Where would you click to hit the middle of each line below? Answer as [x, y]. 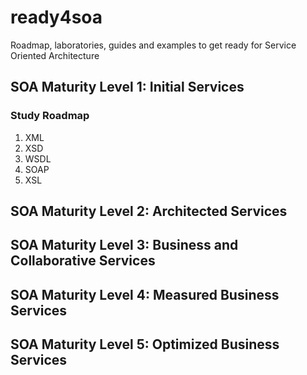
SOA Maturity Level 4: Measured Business [145, 294]
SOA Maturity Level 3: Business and [124, 245]
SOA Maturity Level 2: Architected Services [149, 211]
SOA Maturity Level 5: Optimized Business [145, 344]
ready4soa [56, 17]
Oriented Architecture [55, 55]
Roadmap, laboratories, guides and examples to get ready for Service [153, 45]
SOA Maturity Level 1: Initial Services [127, 87]
